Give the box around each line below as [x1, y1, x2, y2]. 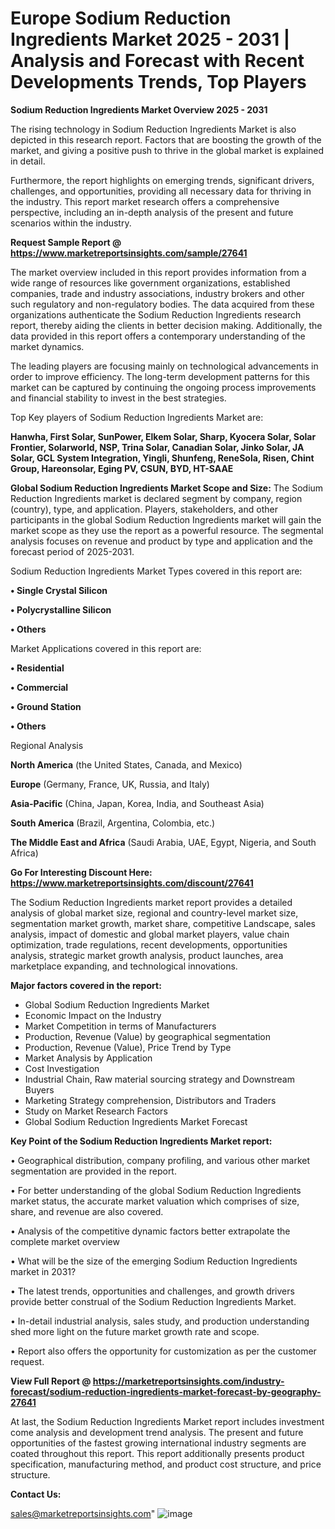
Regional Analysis [10, 739, 84, 751]
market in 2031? [10, 1265, 77, 1277]
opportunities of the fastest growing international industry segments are [10, 1437, 307, 1449]
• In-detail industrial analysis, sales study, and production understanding [10, 1315, 310, 1327]
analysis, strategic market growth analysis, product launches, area [10, 949, 284, 961]
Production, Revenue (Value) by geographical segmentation [24, 1030, 272, 1042]
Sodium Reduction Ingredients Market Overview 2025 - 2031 [10, 103, 268, 116]
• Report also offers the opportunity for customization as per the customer [10, 1345, 317, 1357]
